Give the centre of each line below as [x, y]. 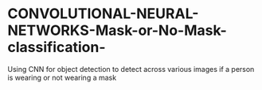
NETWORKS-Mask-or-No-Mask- [117, 30]
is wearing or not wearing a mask [62, 77]
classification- [57, 47]
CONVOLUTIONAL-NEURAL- [103, 14]
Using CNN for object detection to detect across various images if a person [131, 69]
